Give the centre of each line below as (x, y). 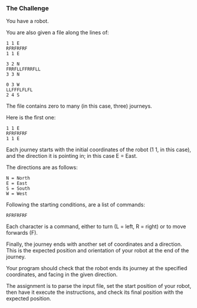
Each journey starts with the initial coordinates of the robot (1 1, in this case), (99, 150)
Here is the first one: (31, 118)
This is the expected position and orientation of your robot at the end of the (98, 251)
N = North (18, 179)
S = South (18, 189)
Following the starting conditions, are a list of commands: (76, 205)
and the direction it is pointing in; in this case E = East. (72, 156)
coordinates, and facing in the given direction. (62, 275)
